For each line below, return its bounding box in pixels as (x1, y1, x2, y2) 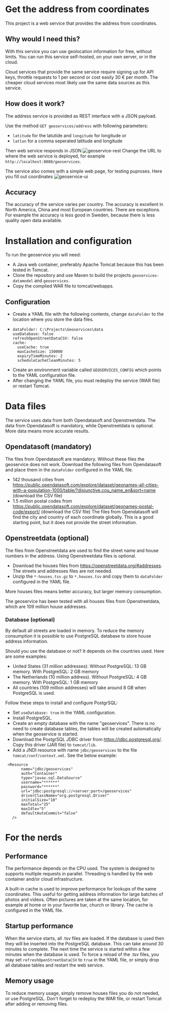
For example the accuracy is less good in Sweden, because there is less (5, 212, 155, 218)
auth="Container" (21, 771, 58, 776)
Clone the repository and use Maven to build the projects (12, 272, 131, 278)
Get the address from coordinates (5, 4, 150, 15)
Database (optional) (5, 616, 55, 623)
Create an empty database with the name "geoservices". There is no (12, 720, 155, 726)
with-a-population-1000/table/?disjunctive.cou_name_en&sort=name (12, 487, 156, 493)
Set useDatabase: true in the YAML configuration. (12, 709, 116, 715)
